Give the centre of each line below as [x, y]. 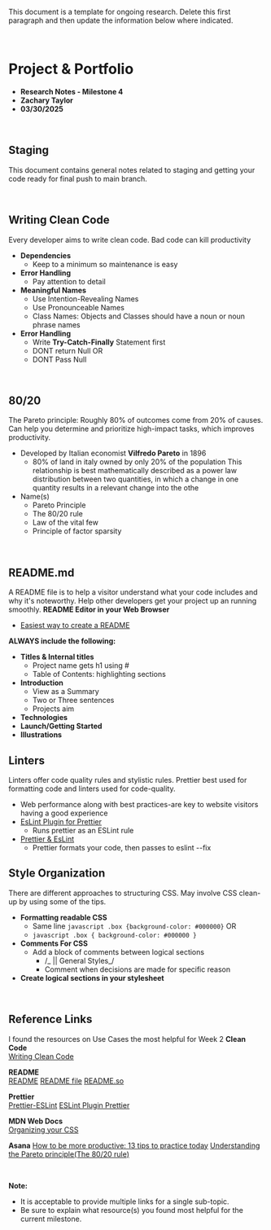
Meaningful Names [53, 290]
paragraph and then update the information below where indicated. [121, 20]
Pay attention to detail [69, 281]
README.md [42, 572]
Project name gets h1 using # [81, 666]
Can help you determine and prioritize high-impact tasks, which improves [131, 429]
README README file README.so [66, 1081]
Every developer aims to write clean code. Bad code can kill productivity [130, 239]
